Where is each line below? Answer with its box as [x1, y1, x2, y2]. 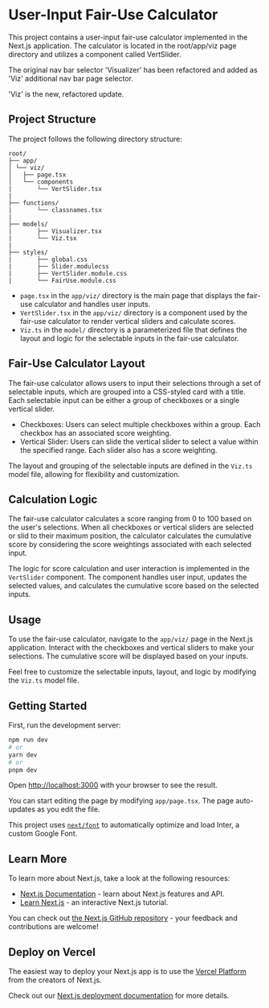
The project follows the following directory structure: [8, 134, 182, 143]
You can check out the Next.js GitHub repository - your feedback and [8, 913, 238, 923]
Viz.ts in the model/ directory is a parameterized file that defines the [19, 325, 247, 334]
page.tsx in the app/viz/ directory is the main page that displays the [19, 290, 246, 300]
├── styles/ [8, 248, 48, 256]
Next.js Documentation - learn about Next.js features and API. [19, 889, 225, 899]
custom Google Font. [8, 828, 78, 839]
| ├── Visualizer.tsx [8, 227, 103, 235]
